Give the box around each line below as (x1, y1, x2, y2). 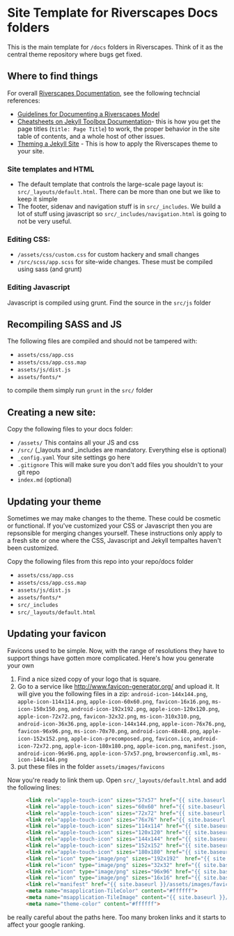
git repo (17, 468, 40, 477)
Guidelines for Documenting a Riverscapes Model (17, 109, 160, 118)
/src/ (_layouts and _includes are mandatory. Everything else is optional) (17, 446, 227, 454)
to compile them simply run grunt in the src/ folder (7, 386, 153, 394)
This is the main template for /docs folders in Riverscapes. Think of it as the (7, 43, 224, 51)
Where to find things (7, 70, 99, 82)
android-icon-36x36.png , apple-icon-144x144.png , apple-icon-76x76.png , (17, 719, 226, 728)
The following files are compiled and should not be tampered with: (7, 337, 197, 346)
